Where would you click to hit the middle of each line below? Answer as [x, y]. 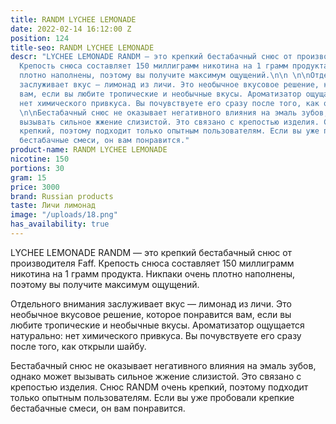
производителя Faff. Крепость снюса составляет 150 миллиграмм [152, 263]
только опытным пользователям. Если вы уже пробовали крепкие [152, 397]
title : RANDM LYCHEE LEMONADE [73, 19]
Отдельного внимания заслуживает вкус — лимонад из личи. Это [151, 303]
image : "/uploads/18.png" [64, 215]
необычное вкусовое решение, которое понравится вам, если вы [151, 314]
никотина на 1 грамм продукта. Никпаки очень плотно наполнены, [153, 273]
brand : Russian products [62, 196]
